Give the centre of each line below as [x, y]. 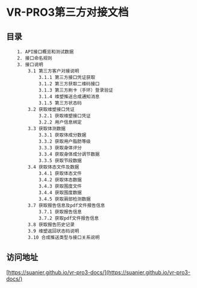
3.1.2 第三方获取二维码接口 [69, 84]
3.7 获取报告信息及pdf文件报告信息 [67, 205]
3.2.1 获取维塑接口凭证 [64, 116]
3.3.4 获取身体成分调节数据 [69, 154]
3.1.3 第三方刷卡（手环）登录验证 [76, 90]
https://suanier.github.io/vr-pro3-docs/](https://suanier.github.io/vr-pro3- [99, 272]
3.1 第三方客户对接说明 [54, 71]
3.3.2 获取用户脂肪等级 [64, 142]
